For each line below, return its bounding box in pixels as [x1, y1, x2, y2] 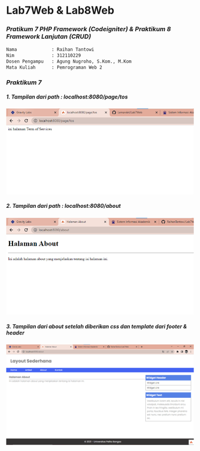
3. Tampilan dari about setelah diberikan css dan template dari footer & [6, 323, 187, 330]
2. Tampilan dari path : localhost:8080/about [6, 203, 121, 210]
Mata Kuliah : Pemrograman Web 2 [6, 65, 102, 70]
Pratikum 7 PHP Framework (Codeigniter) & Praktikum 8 [6, 25, 171, 33]
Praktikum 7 [6, 78, 42, 87]
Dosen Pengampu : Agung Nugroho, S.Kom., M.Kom [6, 59, 132, 65]
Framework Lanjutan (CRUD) [6, 32, 91, 41]
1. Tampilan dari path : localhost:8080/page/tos [6, 93, 128, 100]
